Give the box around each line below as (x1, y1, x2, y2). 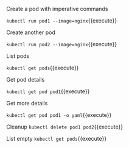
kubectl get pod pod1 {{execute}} (6, 88, 90, 95)
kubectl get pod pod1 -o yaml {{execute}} (6, 111, 112, 118)
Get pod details (6, 76, 45, 83)
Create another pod (6, 29, 56, 36)
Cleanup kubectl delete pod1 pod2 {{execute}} (6, 123, 124, 130)
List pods (6, 52, 30, 60)
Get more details (6, 100, 48, 107)
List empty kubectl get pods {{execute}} (6, 135, 107, 142)
